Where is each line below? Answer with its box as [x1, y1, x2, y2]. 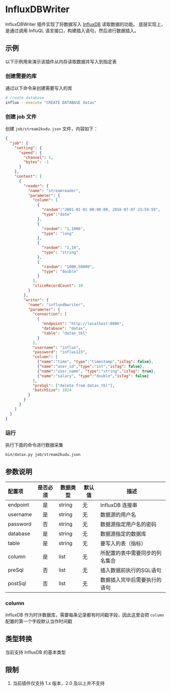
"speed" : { [18, 150, 42, 155]
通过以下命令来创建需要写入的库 [5, 85, 72, 91]
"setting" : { [14, 145, 42, 150]
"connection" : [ [32, 312, 67, 317]
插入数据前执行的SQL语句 [100, 566, 162, 573]
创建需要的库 [5, 73, 37, 80]
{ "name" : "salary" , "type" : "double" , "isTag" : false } [37, 373, 149, 379]
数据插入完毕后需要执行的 [100, 576, 162, 583]
